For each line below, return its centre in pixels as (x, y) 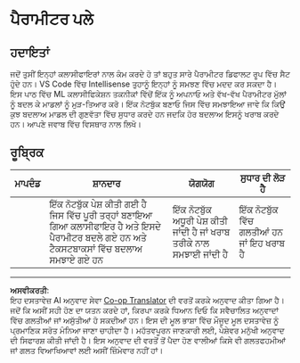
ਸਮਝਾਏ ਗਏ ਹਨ (77, 260)
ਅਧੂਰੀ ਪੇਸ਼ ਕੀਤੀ (200, 220)
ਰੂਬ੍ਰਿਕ (27, 153)
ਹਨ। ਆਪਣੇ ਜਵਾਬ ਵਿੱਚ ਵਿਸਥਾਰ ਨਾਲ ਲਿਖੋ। (76, 124)
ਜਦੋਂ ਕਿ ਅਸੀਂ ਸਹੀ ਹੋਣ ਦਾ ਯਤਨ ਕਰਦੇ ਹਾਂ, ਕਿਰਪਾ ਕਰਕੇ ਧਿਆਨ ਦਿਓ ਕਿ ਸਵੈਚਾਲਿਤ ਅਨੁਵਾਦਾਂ (145, 310)
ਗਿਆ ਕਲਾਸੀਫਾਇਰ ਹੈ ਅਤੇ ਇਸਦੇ (105, 226)
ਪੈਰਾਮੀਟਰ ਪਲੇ (52, 19)
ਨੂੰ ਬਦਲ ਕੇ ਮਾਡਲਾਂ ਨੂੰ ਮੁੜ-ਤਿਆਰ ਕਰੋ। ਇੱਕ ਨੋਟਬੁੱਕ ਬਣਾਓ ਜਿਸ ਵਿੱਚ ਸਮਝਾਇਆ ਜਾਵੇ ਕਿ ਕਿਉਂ (148, 104)
